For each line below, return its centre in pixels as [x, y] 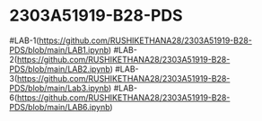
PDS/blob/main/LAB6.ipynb [60, 107]
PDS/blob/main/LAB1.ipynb [59, 49]
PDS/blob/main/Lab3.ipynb [59, 88]
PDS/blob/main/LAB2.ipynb [60, 69]
